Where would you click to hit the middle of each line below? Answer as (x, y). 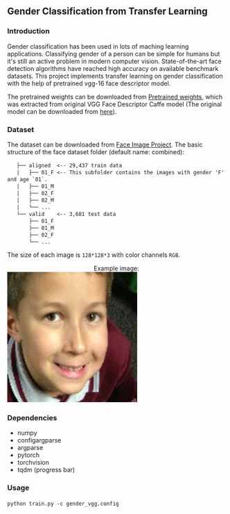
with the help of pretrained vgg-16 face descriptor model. (89, 83)
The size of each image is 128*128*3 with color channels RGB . (94, 255)
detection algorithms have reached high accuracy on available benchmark (113, 68)
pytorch (28, 455)
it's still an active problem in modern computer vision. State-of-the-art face (114, 61)
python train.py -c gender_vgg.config (63, 504)
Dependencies (32, 417)
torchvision (33, 463)
